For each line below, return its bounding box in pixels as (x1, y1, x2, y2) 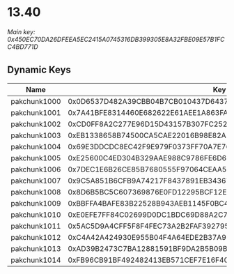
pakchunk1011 (10, 221, 61, 231)
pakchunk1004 (10, 142, 61, 151)
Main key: (7, 27, 36, 36)
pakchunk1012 (10, 232, 61, 242)
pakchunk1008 (10, 187, 61, 197)
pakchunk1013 (10, 243, 61, 253)
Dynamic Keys (7, 64, 72, 76)
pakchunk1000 (10, 96, 61, 106)
